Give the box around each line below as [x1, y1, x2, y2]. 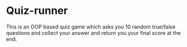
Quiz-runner [6, 4, 68, 17]
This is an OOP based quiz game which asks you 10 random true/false [6, 23, 176, 30]
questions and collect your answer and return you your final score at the [6, 29, 181, 36]
